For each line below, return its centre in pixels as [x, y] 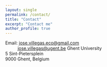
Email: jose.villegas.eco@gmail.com [42, 43]
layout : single [21, 10]
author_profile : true [28, 29]
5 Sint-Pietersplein [24, 54]
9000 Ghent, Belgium [27, 59]
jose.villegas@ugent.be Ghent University [60, 48]
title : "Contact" [23, 19]
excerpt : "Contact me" [29, 24]
